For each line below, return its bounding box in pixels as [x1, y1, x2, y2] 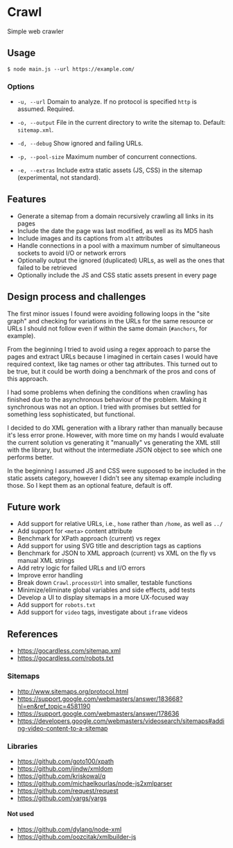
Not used [7, 810, 35, 818]
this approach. [7, 374, 49, 382]
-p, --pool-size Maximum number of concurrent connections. [17, 153, 198, 161]
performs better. [7, 452, 54, 461]
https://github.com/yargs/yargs [17, 794, 107, 802]
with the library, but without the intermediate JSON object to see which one [7, 446, 223, 454]
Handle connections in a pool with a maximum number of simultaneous [17, 241, 221, 250]
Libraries [7, 741, 38, 751]
